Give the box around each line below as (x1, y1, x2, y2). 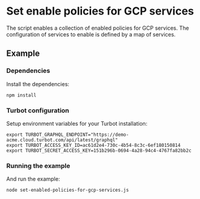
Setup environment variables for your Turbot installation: (6, 120, 148, 127)
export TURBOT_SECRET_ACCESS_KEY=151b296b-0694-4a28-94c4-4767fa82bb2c (6, 147, 191, 153)
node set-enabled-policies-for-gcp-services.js (6, 187, 129, 194)
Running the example (6, 161, 71, 170)
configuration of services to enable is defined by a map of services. (6, 30, 176, 38)
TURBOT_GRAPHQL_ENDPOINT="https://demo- (25, 132, 129, 138)
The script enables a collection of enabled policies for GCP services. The (6, 24, 190, 32)
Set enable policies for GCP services (6, 4, 195, 18)
